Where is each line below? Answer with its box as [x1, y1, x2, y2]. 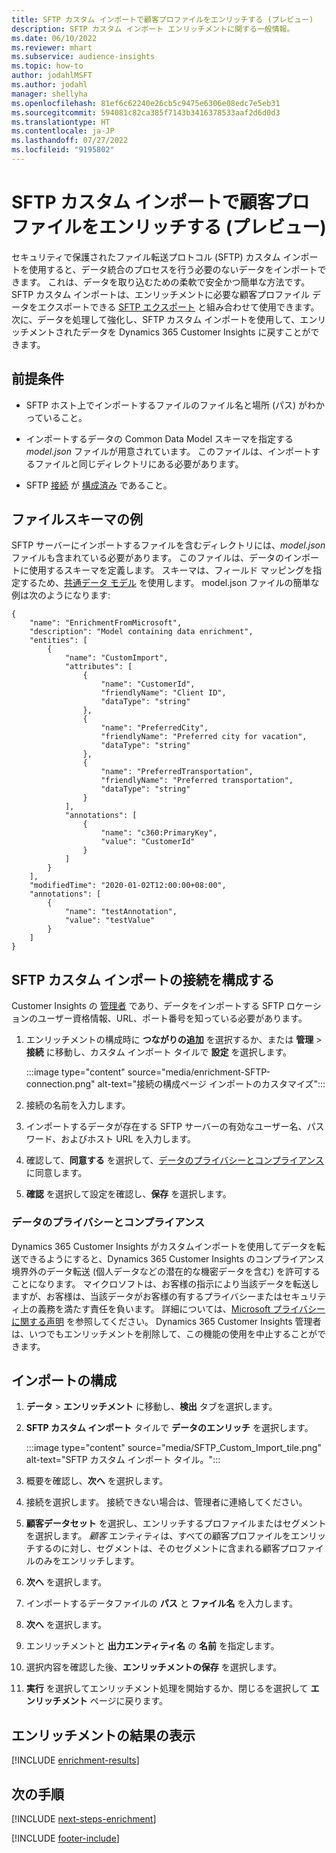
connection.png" [25, 1078, 96, 1090]
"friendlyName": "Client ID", [100, 688, 227, 698]
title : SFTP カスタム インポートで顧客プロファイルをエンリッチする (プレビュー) [11, 14, 314, 25]
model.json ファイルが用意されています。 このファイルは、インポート [25, 445, 313, 457]
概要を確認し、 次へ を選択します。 [25, 1475, 169, 1487]
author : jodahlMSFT [11, 71, 93, 81]
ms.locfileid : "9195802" [11, 145, 115, 155]
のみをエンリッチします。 [34, 1555, 140, 1567]
